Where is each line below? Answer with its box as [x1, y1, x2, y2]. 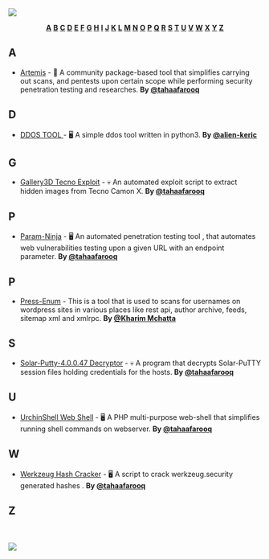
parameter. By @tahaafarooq [19, 252, 118, 261]
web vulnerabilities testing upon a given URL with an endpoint [19, 243, 225, 253]
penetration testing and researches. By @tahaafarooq [19, 84, 200, 94]
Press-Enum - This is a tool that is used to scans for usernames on [19, 297, 241, 306]
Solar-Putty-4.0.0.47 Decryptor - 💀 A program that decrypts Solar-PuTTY [19, 358, 261, 368]
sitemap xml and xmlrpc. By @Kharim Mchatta [19, 314, 177, 323]
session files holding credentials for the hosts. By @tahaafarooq [19, 367, 234, 376]
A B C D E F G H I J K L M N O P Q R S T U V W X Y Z [46, 23, 224, 32]
